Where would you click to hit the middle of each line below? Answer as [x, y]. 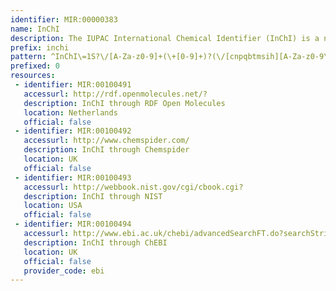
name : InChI [35, 29]
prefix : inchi [40, 47]
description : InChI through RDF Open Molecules [124, 103]
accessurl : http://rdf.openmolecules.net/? [115, 94]
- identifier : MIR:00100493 [73, 177]
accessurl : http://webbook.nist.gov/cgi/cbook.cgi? [133, 187]
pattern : [28, 57]
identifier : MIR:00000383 [64, 19]
